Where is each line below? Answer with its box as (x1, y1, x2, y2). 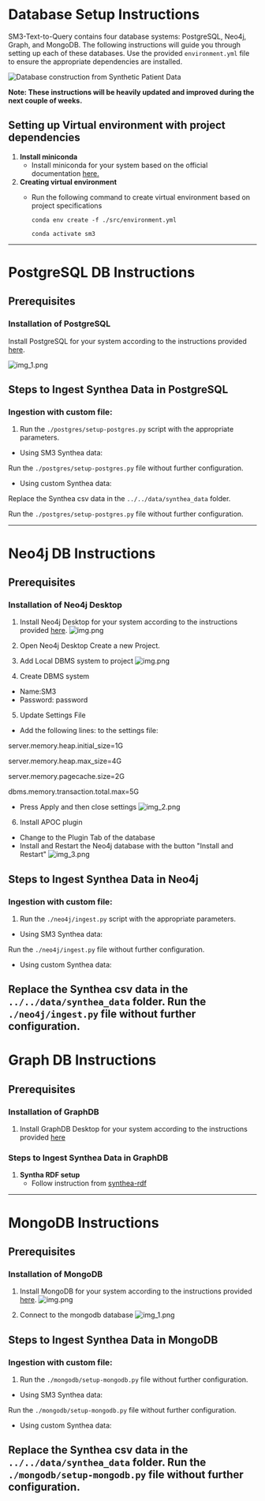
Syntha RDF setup (19, 1170, 80, 1180)
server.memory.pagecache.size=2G (8, 772, 125, 781)
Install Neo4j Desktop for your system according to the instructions (19, 617, 238, 627)
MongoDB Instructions (8, 1214, 159, 1232)
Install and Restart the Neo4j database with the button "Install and (19, 841, 234, 851)
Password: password (19, 695, 88, 705)
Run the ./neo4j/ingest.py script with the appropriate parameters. (19, 914, 237, 923)
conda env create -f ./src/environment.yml (31, 215, 177, 224)
